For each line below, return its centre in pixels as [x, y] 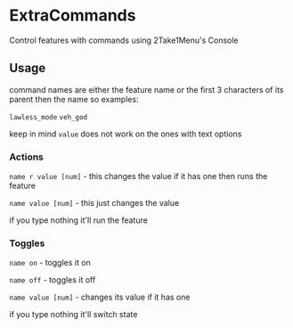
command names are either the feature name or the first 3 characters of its [146, 89]
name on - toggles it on [50, 263]
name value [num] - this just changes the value [94, 203]
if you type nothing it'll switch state [73, 315]
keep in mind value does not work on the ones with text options [126, 134]
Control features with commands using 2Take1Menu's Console [124, 40]
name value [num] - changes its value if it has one [100, 297]
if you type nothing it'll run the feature [79, 220]
